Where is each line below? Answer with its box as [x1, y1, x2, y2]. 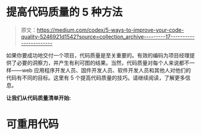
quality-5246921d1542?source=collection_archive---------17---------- [20, 33, 195, 40]
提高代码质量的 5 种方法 [6, 5, 123, 19]
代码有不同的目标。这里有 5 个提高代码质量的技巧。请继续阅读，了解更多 [6, 74, 185, 81]
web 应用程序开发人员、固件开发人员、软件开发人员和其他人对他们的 [22, 66, 191, 73]
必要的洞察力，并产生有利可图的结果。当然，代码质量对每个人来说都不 [16, 59, 190, 66]
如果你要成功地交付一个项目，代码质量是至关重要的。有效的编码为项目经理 [6, 51, 190, 59]
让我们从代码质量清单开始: [6, 94, 71, 102]
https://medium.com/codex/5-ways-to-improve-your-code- [36, 26, 184, 33]
